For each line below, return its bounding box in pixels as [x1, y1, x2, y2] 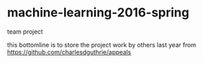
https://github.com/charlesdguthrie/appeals [7, 48, 131, 56]
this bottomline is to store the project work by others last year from [7, 40, 197, 49]
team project [7, 27, 43, 36]
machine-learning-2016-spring [7, 5, 189, 21]
